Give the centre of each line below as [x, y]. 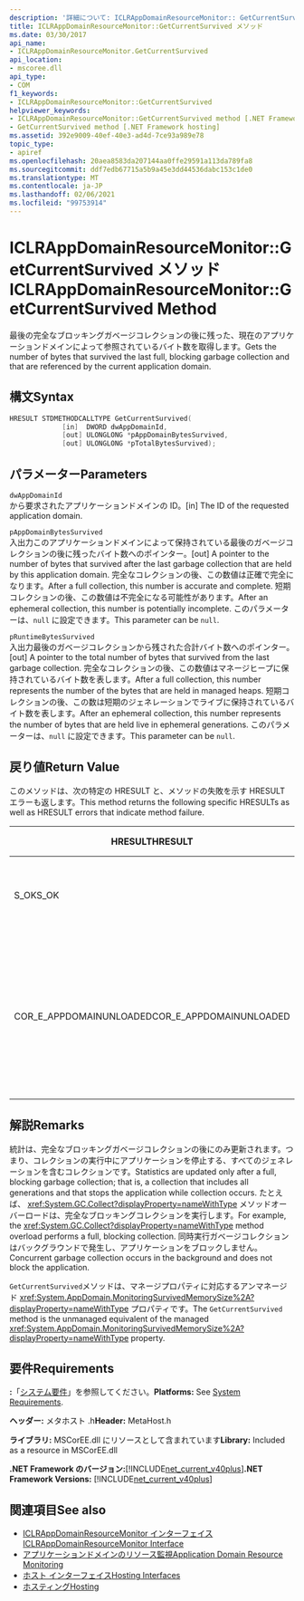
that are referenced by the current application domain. [110, 366]
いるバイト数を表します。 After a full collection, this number [151, 679]
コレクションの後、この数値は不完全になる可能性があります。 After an [139, 597]
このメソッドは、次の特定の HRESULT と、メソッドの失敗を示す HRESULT [147, 791]
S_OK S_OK [37, 895]
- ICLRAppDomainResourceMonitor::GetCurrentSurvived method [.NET [137, 119]
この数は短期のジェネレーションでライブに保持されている [179, 702]
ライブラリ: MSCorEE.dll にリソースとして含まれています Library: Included [147, 1440]
